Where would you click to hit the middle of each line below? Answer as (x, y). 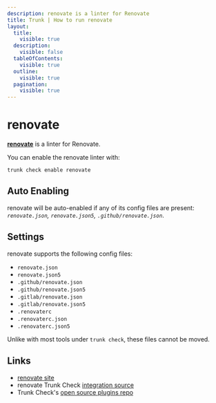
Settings (26, 237)
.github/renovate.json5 (51, 290)
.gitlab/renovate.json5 (51, 304)
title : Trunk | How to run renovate (60, 20)
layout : (18, 26)
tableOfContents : (38, 59)
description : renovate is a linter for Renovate (78, 13)
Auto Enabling (38, 191)
